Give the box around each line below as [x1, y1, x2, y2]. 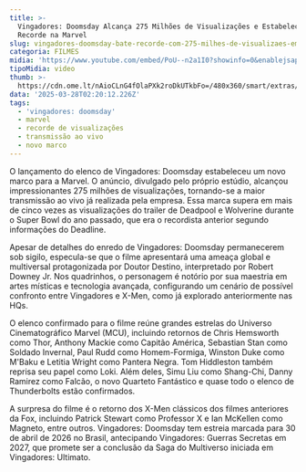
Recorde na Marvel [17, 30, 88, 39]
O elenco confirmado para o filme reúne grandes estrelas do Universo [9, 317, 272, 329]
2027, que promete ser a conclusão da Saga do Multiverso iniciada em [9, 442, 274, 453]
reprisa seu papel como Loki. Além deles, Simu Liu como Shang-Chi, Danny [9, 366, 293, 377]
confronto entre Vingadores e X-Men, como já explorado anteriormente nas [9, 289, 293, 301]
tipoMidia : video [9, 65, 76, 74]
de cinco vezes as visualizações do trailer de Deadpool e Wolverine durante [9, 205, 294, 215]
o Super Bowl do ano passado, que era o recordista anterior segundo [9, 214, 269, 225]
